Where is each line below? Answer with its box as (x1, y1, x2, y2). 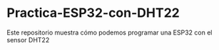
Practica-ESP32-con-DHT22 (6, 5, 180, 21)
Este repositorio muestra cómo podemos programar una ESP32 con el (6, 28, 213, 37)
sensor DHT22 (6, 35, 50, 44)
